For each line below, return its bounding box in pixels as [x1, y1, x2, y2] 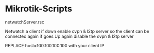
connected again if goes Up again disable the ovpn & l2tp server [5, 33, 134, 39]
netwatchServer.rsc [5, 19, 45, 25]
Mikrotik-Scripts [5, 3, 72, 14]
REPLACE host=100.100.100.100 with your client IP [5, 42, 104, 48]
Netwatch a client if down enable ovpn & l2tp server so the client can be [5, 28, 150, 34]
